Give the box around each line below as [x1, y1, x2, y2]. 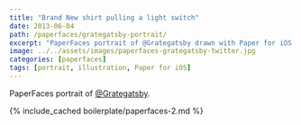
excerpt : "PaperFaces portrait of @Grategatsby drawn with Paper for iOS [9, 38, 293, 48]
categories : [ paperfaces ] [9, 55, 106, 64]
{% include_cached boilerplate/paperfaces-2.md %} [9, 105, 205, 116]
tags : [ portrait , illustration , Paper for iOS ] [9, 64, 192, 73]
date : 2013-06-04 [9, 22, 75, 31]
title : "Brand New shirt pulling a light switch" [9, 13, 200, 22]
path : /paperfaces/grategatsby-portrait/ [9, 30, 168, 39]
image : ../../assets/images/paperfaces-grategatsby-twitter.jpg [9, 47, 256, 56]
